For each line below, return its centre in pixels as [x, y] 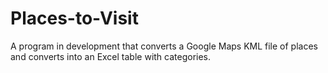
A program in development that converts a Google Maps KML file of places [164, 46]
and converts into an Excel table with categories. [111, 56]
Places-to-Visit [74, 18]
